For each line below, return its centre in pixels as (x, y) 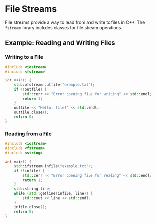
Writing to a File (24, 57)
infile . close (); (31, 207)
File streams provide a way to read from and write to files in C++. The (75, 22)
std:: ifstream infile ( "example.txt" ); (53, 166)
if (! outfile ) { (31, 90)
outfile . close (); (32, 112)
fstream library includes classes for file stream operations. (64, 27)
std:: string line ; (33, 189)
